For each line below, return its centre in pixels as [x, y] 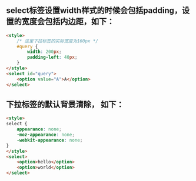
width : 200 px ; [44, 52]
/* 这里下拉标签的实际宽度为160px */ [58, 41]
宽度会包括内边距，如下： [68, 21]
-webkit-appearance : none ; [50, 140]
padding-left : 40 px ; [52, 58]
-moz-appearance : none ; [46, 135]
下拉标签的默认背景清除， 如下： [65, 104]
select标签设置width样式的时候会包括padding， [94, 11]
